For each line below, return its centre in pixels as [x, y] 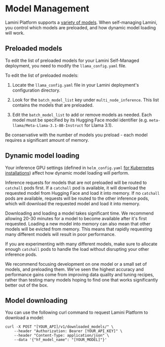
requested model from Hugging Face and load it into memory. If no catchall [82, 193]
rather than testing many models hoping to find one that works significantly [82, 280]
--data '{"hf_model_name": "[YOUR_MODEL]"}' [61, 340]
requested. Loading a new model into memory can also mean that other [78, 224]
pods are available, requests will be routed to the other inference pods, [77, 198]
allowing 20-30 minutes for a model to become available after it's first [76, 218]
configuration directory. [36, 90]
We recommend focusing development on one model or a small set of [76, 264]
